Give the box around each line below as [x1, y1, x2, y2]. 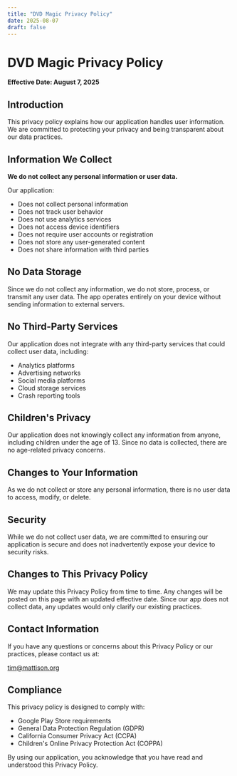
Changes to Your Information [7, 466, 139, 478]
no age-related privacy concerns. [7, 446, 105, 455]
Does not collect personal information [17, 200, 129, 208]
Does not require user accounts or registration [17, 229, 154, 239]
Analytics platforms [17, 361, 75, 369]
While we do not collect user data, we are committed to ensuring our [7, 532, 209, 541]
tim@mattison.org [7, 663, 60, 672]
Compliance [7, 684, 63, 696]
